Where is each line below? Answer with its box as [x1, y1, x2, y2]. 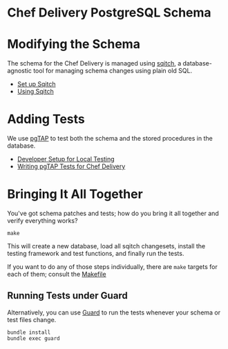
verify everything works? [7, 217, 78, 225]
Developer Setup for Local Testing [17, 155, 115, 163]
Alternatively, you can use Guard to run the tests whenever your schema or [7, 308, 221, 317]
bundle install [7, 329, 51, 336]
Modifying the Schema [7, 37, 140, 52]
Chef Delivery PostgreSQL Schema [7, 5, 212, 21]
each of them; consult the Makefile [7, 270, 106, 278]
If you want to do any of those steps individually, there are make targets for [7, 263, 218, 270]
